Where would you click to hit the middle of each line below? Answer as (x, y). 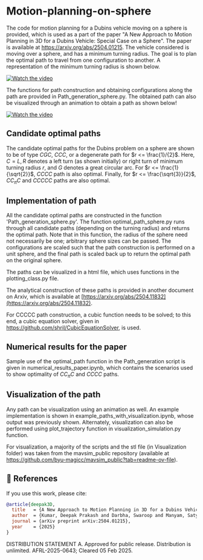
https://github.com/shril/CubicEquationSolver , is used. (74, 328)
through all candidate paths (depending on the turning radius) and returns (98, 228)
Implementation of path (51, 201)
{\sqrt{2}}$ (20, 174)
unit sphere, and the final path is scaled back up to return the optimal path (98, 254)
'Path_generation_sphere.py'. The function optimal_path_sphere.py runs (96, 222)
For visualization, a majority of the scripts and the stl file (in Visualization (96, 447)
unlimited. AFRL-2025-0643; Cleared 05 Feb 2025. (69, 550)
